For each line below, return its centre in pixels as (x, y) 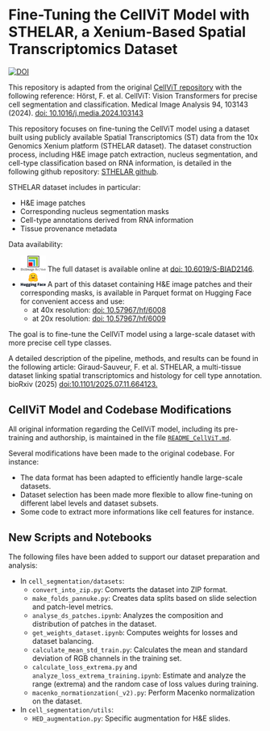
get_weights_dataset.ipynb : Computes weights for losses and (135, 632)
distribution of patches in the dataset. (94, 624)
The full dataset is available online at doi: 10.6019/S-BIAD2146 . (151, 269)
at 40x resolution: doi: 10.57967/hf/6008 (99, 310)
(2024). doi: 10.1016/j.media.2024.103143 (76, 113)
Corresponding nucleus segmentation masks (94, 211)
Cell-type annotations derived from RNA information (106, 220)
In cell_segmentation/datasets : (72, 581)
